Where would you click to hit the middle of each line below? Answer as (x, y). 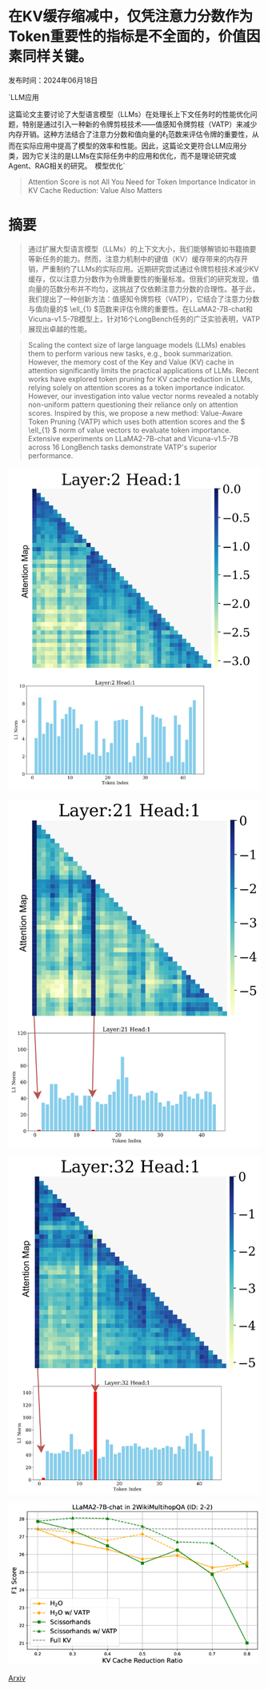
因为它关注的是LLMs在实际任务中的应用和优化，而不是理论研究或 (129, 155)
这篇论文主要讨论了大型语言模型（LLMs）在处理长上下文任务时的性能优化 (129, 114)
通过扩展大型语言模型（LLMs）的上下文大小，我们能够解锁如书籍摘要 (142, 248)
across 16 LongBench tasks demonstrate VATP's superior (122, 447)
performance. (50, 455)
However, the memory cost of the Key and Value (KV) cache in (131, 362)
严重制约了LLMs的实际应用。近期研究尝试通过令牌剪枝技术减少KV (150, 268)
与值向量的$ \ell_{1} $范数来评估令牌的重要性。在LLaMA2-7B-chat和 (140, 308)
